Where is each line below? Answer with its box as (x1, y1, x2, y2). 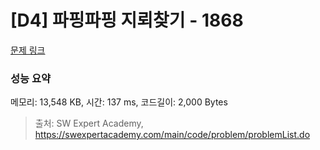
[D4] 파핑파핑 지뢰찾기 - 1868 (10, 9, 244, 32)
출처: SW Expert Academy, (34, 117, 144, 130)
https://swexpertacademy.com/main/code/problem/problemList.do (34, 129, 311, 141)
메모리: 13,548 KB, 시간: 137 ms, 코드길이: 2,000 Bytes (10, 96, 228, 108)
